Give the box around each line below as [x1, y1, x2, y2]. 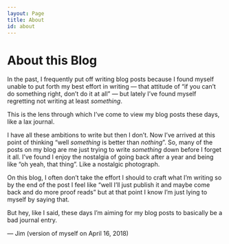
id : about [7, 23, 36, 30]
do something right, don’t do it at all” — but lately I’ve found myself [7, 90, 197, 98]
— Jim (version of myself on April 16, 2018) [7, 230, 129, 238]
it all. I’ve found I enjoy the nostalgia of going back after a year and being [7, 153, 214, 162]
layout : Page [7, 10, 45, 17]
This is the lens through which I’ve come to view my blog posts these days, [7, 111, 220, 119]
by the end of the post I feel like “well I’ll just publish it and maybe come [7, 181, 210, 189]
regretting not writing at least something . [7, 97, 122, 105]
